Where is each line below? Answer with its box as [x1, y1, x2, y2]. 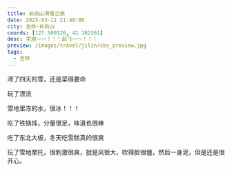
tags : [7, 49, 23, 56]
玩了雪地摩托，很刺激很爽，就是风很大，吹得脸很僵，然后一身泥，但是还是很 [7, 148, 225, 156]
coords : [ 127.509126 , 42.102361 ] [7, 29, 104, 37]
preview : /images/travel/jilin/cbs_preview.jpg [7, 42, 147, 49]
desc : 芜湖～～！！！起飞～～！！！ [7, 36, 98, 43]
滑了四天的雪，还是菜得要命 [7, 74, 86, 83]
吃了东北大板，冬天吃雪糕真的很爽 [7, 133, 104, 141]
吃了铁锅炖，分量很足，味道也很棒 [7, 119, 104, 127]
